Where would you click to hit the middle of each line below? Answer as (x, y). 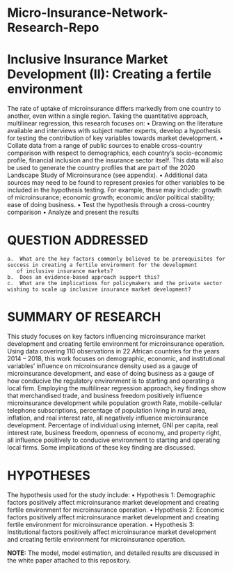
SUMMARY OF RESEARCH (84, 317)
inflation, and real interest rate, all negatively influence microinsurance (108, 418)
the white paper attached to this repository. (69, 560)
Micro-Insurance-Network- (88, 13)
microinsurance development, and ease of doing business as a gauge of (111, 373)
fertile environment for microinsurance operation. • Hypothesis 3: (101, 524)
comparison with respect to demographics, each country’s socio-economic (115, 153)
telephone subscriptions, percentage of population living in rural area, (107, 410)
